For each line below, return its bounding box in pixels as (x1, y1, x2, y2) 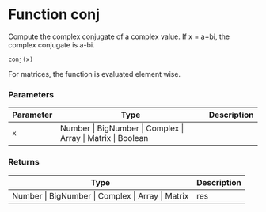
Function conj (8, 6, 101, 24)
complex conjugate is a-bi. (8, 40, 95, 49)
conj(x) (8, 55, 34, 63)
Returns (8, 157, 40, 168)
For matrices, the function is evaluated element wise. (8, 69, 180, 78)
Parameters (8, 89, 54, 100)
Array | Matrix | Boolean (59, 133, 149, 144)
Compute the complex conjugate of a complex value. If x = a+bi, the (8, 32, 230, 41)
